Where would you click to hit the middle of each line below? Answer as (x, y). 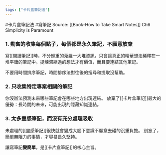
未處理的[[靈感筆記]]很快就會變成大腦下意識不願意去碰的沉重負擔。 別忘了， (83, 130)
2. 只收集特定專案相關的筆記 (39, 86)
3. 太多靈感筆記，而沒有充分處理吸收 (49, 119)
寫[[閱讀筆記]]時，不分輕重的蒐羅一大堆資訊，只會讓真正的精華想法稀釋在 (81, 56)
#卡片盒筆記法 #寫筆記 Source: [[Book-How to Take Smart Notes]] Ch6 (78, 24)
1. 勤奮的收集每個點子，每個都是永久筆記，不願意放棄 (69, 44)
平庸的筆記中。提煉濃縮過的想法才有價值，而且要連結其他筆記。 (75, 62)
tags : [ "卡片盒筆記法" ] (27, 10)
